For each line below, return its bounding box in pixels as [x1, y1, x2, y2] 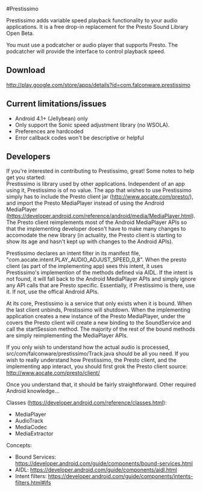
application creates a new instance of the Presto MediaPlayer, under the [6, 313, 185, 320]
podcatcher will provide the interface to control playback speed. [6, 48, 166, 55]
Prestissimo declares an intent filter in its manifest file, [6, 250, 140, 257]
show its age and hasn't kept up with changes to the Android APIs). [6, 238, 174, 245]
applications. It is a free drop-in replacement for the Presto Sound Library [6, 24, 189, 30]
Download [6, 65, 45, 75]
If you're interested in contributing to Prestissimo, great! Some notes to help [6, 167, 195, 174]
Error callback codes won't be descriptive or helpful [14, 134, 145, 141]
